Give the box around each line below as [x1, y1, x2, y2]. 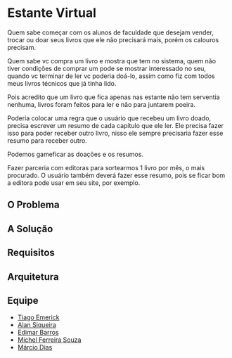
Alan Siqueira [17, 321, 56, 329]
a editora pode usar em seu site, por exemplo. [7, 178, 141, 187]
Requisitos [7, 247, 55, 259]
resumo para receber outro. [7, 136, 88, 145]
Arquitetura [7, 271, 59, 283]
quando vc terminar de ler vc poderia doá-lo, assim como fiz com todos [7, 72, 216, 80]
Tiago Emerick [17, 313, 60, 321]
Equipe [7, 294, 39, 307]
